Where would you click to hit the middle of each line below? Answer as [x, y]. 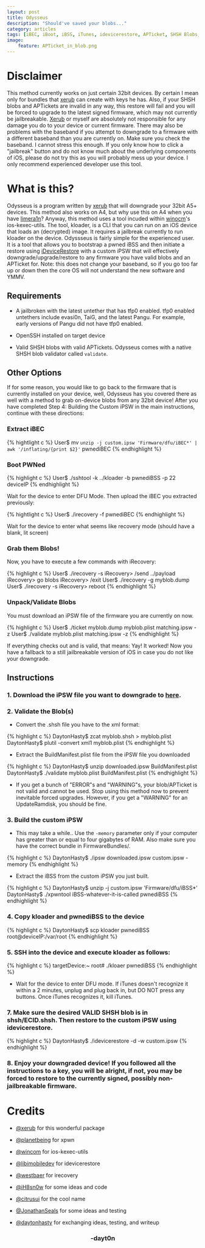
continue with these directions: [46, 413]
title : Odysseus [27, 18]
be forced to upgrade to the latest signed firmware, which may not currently [102, 112]
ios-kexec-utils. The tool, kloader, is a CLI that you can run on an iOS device [102, 225]
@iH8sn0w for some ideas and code [61, 1187]
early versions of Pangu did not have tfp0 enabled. [79, 323]
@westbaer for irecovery [47, 1176]
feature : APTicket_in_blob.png [57, 46]
